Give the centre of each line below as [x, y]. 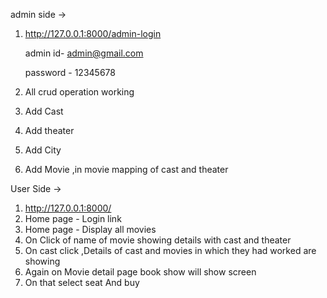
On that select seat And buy [82, 282]
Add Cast [44, 111]
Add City [43, 150]
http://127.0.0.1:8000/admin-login [93, 33]
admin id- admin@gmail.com [84, 53]
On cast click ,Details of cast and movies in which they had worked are [170, 250]
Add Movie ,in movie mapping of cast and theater [126, 169]
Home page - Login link [73, 218]
